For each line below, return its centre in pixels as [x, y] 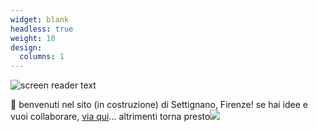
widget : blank [40, 19]
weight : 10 [33, 38]
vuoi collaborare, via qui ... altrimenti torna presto [110, 117]
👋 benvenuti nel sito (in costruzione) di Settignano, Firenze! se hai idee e [159, 105]
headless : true [42, 29]
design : [26, 47]
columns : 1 [42, 57]
